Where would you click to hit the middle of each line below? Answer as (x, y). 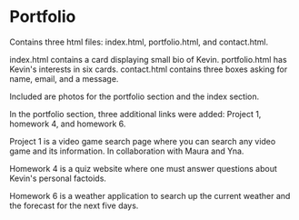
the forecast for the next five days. (74, 205)
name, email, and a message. (64, 78)
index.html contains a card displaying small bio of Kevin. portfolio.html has (149, 59)
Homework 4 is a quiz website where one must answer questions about (143, 168)
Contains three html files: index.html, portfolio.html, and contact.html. (139, 42)
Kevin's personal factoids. (58, 178)
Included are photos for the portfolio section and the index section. (135, 96)
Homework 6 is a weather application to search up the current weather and (150, 195)
